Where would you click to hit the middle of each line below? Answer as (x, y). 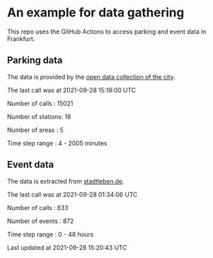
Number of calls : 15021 (40, 103)
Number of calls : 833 (38, 207)
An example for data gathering (96, 13)
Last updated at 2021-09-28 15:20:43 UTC (67, 247)
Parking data (35, 61)
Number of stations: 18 (39, 116)
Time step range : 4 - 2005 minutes (57, 143)
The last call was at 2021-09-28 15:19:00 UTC (72, 90)
